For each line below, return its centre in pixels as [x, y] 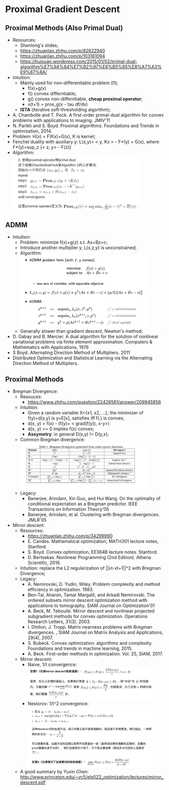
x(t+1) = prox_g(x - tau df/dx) [58, 104]
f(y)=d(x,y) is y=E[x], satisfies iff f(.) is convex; [76, 418]
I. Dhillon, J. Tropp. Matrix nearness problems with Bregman [90, 627]
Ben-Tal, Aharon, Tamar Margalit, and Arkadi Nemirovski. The [91, 595]
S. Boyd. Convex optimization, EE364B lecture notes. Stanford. [93, 552]
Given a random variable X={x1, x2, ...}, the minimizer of [86, 413]
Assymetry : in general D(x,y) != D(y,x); [68, 434]
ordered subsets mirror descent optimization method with [88, 600]
